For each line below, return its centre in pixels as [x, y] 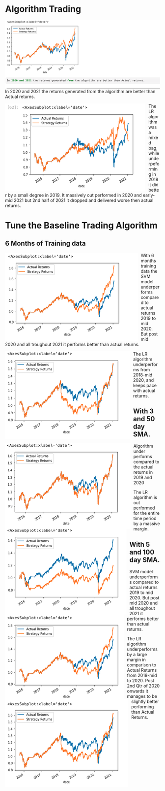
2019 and [143, 478]
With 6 [147, 255]
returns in [143, 472]
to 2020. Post [141, 681]
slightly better [145, 702]
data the [149, 271]
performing [143, 707]
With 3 [143, 411]
